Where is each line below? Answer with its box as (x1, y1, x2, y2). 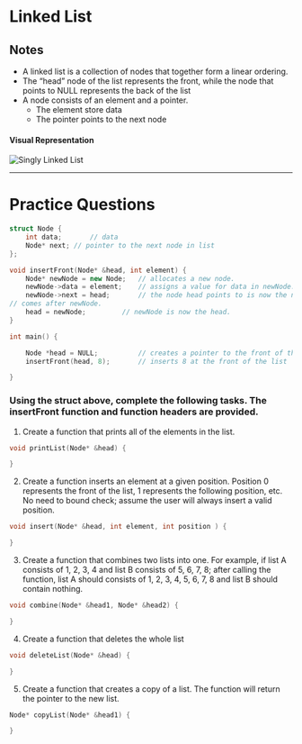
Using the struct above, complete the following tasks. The (9, 395, 267, 407)
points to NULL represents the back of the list (22, 86, 191, 95)
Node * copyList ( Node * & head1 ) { (9, 710, 130, 720)
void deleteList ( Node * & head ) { (9, 650, 130, 659)
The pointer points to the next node (35, 114, 167, 124)
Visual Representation (9, 134, 94, 145)
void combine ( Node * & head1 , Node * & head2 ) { (9, 601, 179, 610)
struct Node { (9, 224, 63, 233)
